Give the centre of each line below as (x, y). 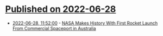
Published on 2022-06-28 (61, 9)
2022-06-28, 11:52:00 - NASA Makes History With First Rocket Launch (85, 23)
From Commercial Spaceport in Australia (54, 28)
